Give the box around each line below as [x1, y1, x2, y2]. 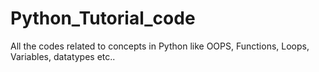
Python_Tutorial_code [10, 7, 196, 30]
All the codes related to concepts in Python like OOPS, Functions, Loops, [10, 40, 310, 52]
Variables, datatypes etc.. [10, 50, 116, 62]
